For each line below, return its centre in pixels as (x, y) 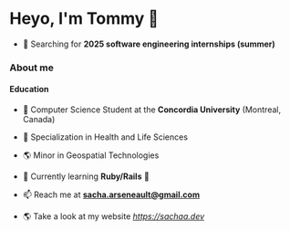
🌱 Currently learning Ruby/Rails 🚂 (86, 176)
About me (32, 68)
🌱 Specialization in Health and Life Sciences (105, 137)
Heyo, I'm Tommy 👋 (84, 19)
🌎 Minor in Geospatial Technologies (91, 155)
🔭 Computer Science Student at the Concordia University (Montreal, (151, 110)
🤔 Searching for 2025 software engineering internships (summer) (149, 44)
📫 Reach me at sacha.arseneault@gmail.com (111, 194)
